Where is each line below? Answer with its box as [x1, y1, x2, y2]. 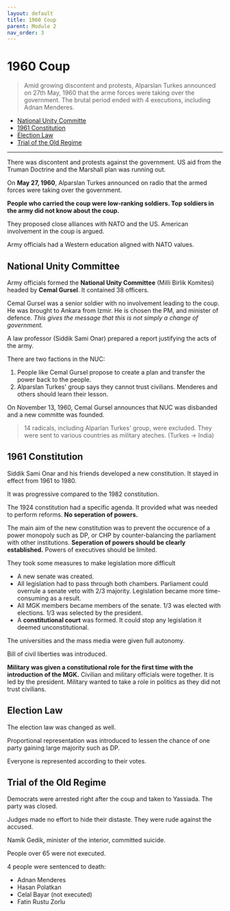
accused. [7, 823, 34, 831]
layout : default [7, 10, 53, 17]
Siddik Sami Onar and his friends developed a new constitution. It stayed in [7, 469, 219, 477]
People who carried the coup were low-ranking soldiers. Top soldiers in [7, 200, 214, 208]
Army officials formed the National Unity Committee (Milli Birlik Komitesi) [7, 279, 214, 287]
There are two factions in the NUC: [7, 355, 105, 363]
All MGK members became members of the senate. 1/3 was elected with [16, 601, 221, 609]
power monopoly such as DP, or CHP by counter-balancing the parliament [7, 531, 216, 539]
